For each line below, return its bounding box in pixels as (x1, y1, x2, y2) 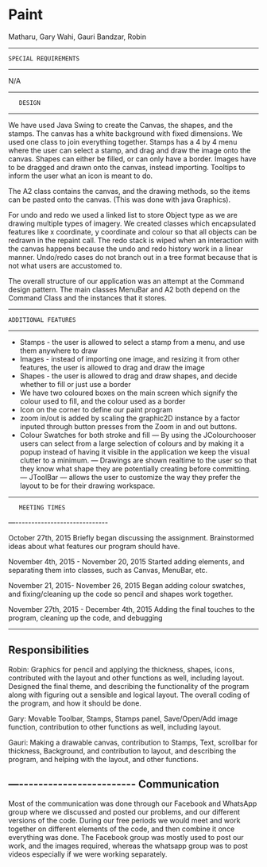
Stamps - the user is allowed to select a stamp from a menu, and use (19, 337, 246, 346)
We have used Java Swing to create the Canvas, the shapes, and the (8, 120, 233, 130)
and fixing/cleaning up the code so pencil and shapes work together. (8, 589, 234, 598)
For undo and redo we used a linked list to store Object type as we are (8, 210, 238, 219)
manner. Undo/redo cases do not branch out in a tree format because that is (8, 252, 258, 261)
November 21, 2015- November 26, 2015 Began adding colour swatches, (8, 580, 246, 590)
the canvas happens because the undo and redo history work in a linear (8, 244, 244, 254)
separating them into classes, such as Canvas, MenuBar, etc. (8, 565, 208, 575)
